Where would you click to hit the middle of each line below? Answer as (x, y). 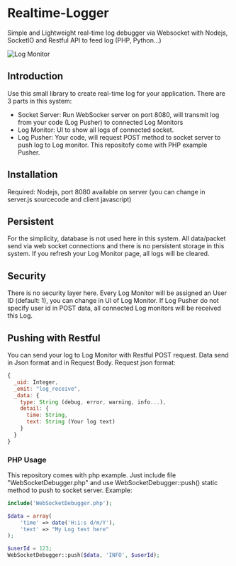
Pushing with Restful (54, 338)
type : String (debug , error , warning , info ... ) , (93, 402)
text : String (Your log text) (71, 422)
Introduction (35, 76)
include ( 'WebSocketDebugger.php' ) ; (60, 503)
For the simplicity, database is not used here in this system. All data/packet (117, 238)
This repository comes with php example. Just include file (92, 475)
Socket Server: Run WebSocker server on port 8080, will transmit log (118, 114)
